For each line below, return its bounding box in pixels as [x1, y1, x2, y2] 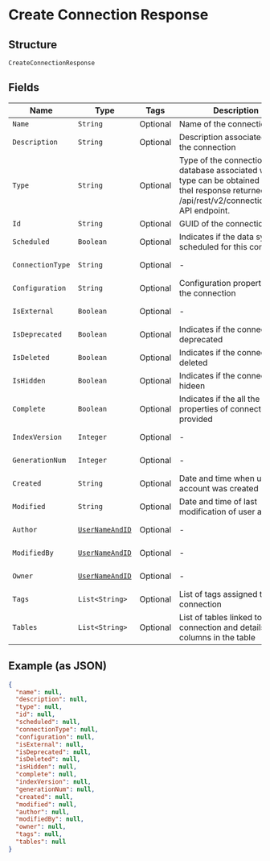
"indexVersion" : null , [15, 778, 92, 786]
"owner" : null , [15, 823, 67, 831]
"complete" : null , [15, 771, 78, 779]
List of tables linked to [179, 611, 263, 623]
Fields [8, 81, 40, 94]
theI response [179, 184, 231, 196]
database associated [179, 164, 258, 176]
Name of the [179, 118, 227, 130]
